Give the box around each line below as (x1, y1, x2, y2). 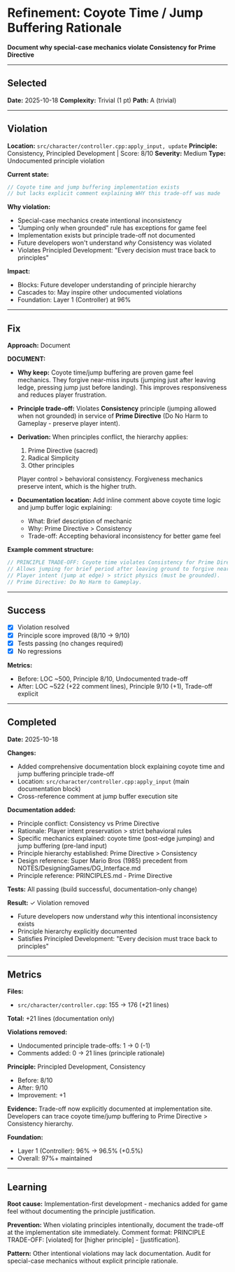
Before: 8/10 (17, 1076, 53, 1085)
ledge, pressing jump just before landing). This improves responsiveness (17, 384, 227, 392)
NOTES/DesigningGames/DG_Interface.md (17, 864, 141, 872)
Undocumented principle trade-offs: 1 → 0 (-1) (17, 1041, 150, 1050)
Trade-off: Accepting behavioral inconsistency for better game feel (27, 532, 221, 541)
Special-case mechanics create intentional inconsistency (17, 216, 182, 225)
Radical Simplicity (27, 454, 79, 462)
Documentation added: (7, 805, 76, 814)
